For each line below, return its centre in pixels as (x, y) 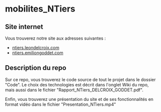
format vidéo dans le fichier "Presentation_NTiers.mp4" (61, 104)
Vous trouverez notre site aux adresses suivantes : (55, 38)
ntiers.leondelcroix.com (36, 48)
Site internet (24, 27)
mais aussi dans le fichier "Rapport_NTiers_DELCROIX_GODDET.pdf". (74, 90)
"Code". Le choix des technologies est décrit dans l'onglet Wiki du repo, (77, 84)
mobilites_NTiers (40, 9)
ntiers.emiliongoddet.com (38, 53)
